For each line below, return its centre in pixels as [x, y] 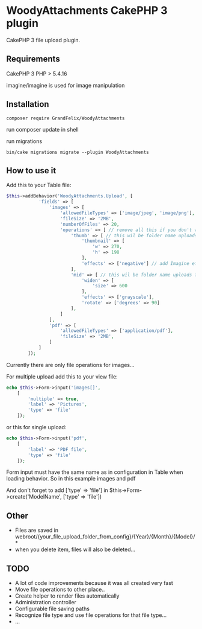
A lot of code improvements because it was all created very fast [94, 583]
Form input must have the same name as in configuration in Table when [95, 472]
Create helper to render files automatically [67, 596]
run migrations [24, 141]
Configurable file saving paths [52, 608]
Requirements [33, 59]
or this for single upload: [36, 427]
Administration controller [45, 602]
